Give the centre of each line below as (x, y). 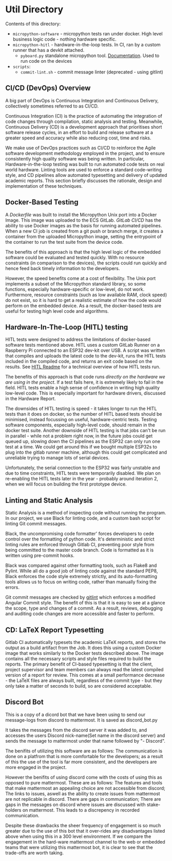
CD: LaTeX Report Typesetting (55, 630)
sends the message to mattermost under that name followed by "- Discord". (85, 741)
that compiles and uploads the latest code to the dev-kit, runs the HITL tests (86, 356)
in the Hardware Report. (31, 399)
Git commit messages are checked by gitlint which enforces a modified (80, 597)
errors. (12, 587)
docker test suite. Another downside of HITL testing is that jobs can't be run (85, 430)
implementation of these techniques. (44, 186)
